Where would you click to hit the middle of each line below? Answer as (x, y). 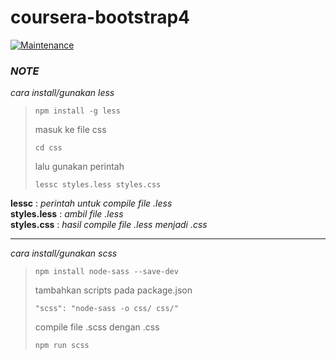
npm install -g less (77, 111)
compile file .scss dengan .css (97, 327)
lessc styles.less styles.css (98, 185)
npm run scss (62, 346)
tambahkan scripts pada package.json (113, 290)
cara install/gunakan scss (64, 253)
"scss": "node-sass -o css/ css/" (106, 309)
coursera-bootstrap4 (100, 17)
